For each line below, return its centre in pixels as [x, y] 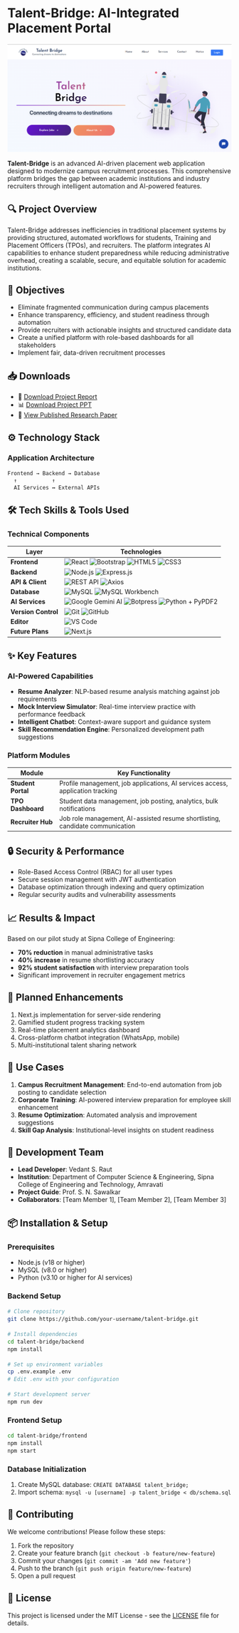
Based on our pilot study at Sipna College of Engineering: [91, 939]
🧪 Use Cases [36, 1068]
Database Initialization [47, 1469]
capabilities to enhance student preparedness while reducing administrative [118, 253]
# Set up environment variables [55, 1364]
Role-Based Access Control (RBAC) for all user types [95, 872]
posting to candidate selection [62, 1092]
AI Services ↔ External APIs [57, 487]
